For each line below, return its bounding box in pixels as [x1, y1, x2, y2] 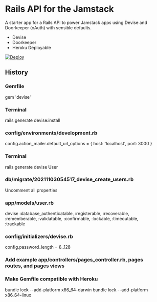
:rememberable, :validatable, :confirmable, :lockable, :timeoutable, [5, 216, 138, 222]
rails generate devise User [5, 164, 58, 170]
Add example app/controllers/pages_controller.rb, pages [5, 257, 143, 263]
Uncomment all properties [5, 187, 58, 193]
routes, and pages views [5, 262, 65, 269]
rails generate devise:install [5, 117, 60, 123]
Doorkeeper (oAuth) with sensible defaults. [5, 24, 92, 30]
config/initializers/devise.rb [5, 233, 73, 240]
